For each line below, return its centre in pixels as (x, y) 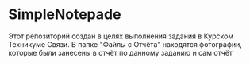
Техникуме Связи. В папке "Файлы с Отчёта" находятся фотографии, (125, 44)
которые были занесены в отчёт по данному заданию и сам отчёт (120, 52)
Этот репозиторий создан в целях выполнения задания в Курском (121, 36)
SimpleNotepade (65, 14)
